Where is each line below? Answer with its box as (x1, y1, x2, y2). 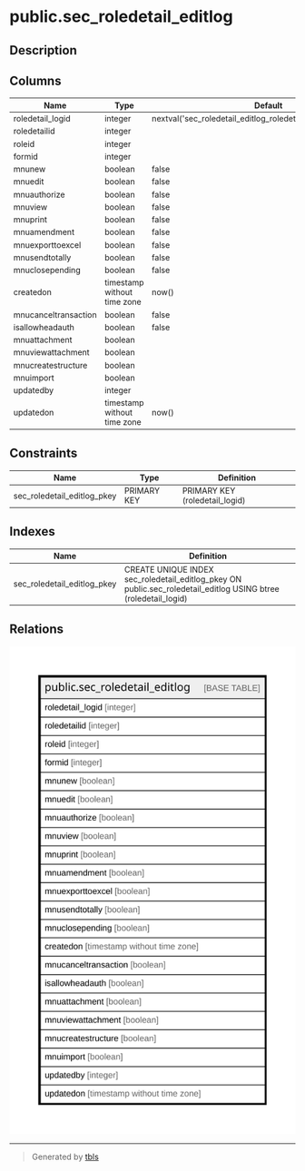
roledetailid (13, 125, 55, 137)
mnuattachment (13, 334, 73, 346)
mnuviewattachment (13, 347, 90, 358)
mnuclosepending (13, 265, 81, 276)
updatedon (13, 407, 54, 418)
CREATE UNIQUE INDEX (123, 564, 215, 575)
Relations (9, 622, 64, 637)
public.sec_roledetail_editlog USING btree (123, 583, 280, 594)
